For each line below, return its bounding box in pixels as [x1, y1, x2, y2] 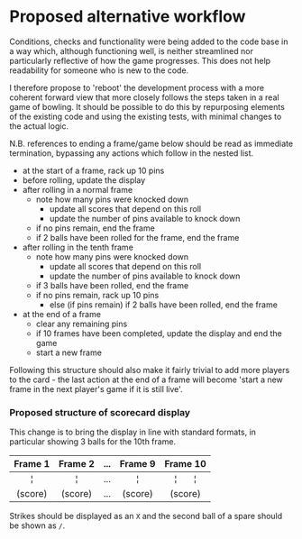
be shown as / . [9, 520, 66, 531]
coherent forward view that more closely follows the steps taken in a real [9, 92, 279, 103]
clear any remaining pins [35, 318, 128, 329]
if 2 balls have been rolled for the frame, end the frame [35, 232, 240, 242]
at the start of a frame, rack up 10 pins [22, 165, 165, 176]
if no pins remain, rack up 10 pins [35, 289, 160, 300]
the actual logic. [9, 120, 69, 132]
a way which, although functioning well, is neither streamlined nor [9, 45, 254, 56]
